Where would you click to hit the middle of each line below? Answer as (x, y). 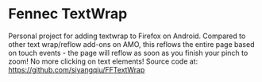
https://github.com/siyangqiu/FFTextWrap (77, 69)
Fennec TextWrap (68, 14)
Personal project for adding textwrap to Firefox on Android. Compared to (127, 36)
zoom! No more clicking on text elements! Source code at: (103, 61)
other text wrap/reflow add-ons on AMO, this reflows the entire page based (131, 44)
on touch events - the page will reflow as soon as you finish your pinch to (128, 53)
